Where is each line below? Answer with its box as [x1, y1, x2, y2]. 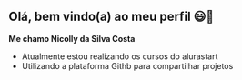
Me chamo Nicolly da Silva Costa [8, 33, 136, 44]
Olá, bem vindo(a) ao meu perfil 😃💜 [8, 9, 215, 25]
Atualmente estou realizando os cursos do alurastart [21, 51, 218, 62]
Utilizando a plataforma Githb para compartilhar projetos [21, 60, 234, 71]
